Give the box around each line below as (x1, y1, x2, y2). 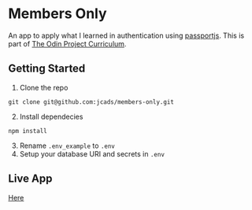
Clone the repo (19, 83, 69, 92)
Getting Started (8, 62, 86, 76)
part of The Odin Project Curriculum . (8, 39, 127, 48)
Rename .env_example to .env (19, 141, 116, 150)
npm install (8, 127, 47, 134)
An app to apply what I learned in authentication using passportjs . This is (8, 31, 245, 40)
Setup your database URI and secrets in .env (19, 149, 165, 158)
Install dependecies (19, 112, 83, 121)
